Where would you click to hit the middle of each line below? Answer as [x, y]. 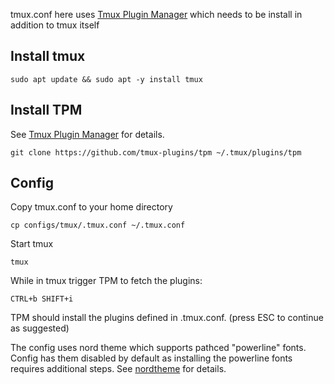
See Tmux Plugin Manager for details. [87, 134]
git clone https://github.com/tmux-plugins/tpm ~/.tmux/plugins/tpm [156, 152]
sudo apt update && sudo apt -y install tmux [106, 79]
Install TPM [46, 110]
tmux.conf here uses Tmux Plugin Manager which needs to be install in [156, 14]
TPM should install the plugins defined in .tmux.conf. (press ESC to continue [167, 318]
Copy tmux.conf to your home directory [91, 207]
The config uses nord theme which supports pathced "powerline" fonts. [158, 348]
